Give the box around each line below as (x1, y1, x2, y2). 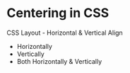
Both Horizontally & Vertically (16, 57, 102, 65)
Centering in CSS (6, 5, 110, 21)
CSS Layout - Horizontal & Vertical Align (6, 28, 123, 37)
